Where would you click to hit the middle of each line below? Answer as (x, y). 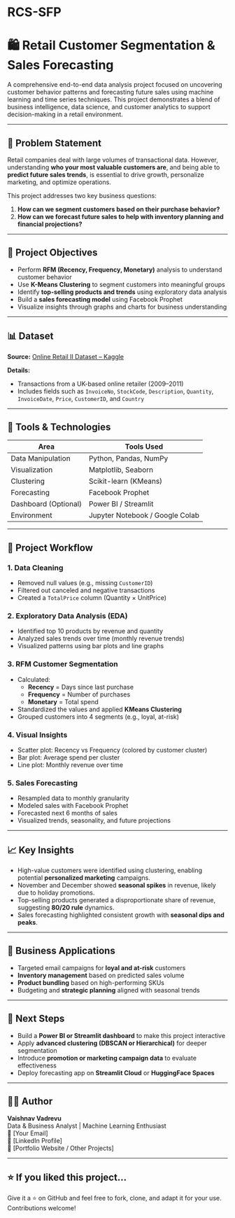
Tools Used (144, 447)
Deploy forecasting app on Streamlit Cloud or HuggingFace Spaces (116, 1072)
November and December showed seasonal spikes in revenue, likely (117, 885)
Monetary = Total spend (63, 701)
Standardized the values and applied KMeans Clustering (99, 709)
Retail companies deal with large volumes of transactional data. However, (113, 160)
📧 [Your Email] (28, 1133)
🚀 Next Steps (36, 1019)
